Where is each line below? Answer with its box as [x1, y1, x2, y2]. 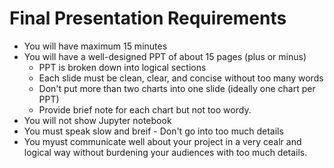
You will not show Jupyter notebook [23, 114, 172, 126]
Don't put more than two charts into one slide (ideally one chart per [38, 82, 316, 94]
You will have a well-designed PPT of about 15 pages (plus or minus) [23, 50, 307, 62]
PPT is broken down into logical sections [38, 61, 207, 73]
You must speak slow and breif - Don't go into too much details [23, 125, 284, 137]
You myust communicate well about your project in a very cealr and [23, 135, 302, 147]
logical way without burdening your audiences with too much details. [23, 146, 308, 158]
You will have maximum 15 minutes [23, 40, 168, 52]
